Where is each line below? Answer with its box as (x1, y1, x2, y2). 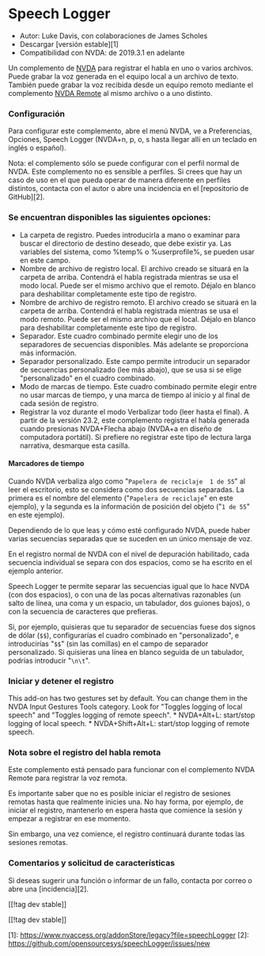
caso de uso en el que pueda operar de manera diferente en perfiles (8, 175, 231, 185)
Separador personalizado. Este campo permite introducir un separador (19, 356, 251, 365)
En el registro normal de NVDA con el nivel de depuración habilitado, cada (8, 549, 250, 559)
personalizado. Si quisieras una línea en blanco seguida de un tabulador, (8, 647, 244, 656)
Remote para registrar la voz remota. (8, 774, 128, 783)
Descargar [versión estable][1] (19, 39, 119, 48)
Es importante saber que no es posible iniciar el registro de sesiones (8, 789, 231, 798)
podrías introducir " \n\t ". (8, 656, 91, 665)
